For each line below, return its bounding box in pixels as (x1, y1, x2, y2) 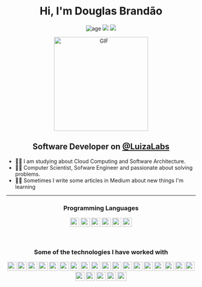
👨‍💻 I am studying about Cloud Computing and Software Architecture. (14, 158, 186, 165)
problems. (14, 170, 40, 177)
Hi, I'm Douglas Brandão (39, 4, 163, 18)
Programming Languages (63, 203, 139, 212)
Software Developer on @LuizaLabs (32, 141, 170, 152)
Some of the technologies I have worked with (34, 248, 168, 256)
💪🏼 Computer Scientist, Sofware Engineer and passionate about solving (14, 164, 193, 171)
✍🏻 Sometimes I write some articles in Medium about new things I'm (14, 176, 184, 184)
